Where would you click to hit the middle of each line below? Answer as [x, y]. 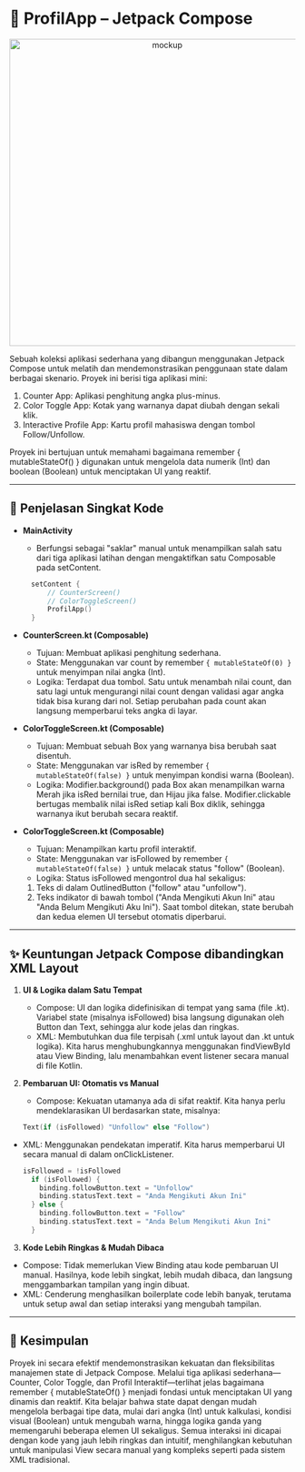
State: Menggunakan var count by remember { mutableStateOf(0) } [164, 662]
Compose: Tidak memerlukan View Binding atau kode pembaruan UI [150, 1265]
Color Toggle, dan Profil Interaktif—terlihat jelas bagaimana [154, 1382]
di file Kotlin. [59, 1065]
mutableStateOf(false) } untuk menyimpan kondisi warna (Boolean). [165, 775]
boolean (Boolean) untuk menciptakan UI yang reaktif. [110, 471]
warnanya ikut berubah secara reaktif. [107, 814]
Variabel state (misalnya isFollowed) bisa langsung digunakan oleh [160, 1017]
